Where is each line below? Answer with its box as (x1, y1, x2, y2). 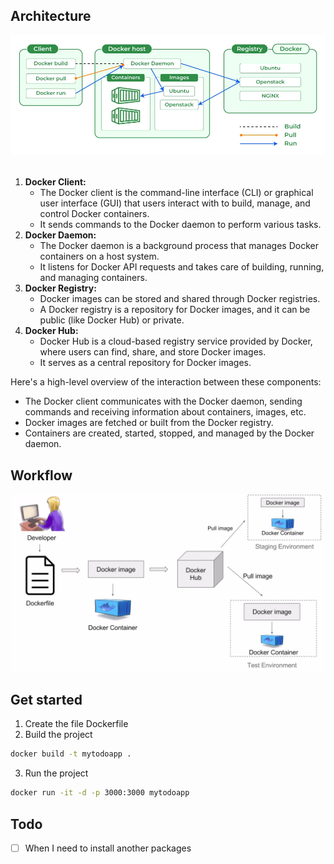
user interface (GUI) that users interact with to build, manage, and (39, 197, 311, 209)
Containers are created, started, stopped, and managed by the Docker (24, 427, 315, 439)
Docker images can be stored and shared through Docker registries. (39, 293, 321, 305)
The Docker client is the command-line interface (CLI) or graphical (39, 187, 314, 199)
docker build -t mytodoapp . (10, 749, 132, 759)
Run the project (24, 767, 89, 779)
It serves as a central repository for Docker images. (39, 357, 252, 369)
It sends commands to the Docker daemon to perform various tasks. (39, 219, 322, 231)
